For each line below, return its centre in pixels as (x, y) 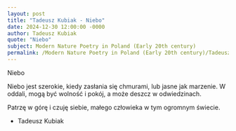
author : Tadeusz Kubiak (42, 33)
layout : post (26, 14)
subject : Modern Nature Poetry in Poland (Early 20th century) (102, 46)
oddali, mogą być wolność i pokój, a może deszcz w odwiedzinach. (104, 94)
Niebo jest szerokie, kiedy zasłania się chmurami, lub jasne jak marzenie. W (117, 86)
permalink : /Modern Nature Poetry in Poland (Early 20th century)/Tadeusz (119, 53)
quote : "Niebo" (29, 40)
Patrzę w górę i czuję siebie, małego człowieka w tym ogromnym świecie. (114, 107)
